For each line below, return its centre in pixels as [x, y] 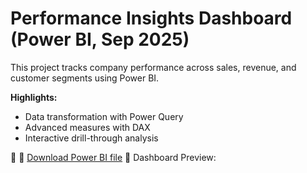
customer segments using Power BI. [85, 78]
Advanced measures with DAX [87, 127]
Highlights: [34, 97]
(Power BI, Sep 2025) [100, 39]
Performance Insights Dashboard [151, 18]
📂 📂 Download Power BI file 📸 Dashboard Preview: [113, 157]
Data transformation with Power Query [104, 116]
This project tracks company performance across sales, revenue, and [153, 67]
